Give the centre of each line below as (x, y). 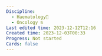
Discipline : (21, 11)
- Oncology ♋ (27, 22)
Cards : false (22, 44)
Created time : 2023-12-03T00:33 (46, 33)
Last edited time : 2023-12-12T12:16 (51, 28)
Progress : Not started (34, 38)
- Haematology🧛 (30, 17)
